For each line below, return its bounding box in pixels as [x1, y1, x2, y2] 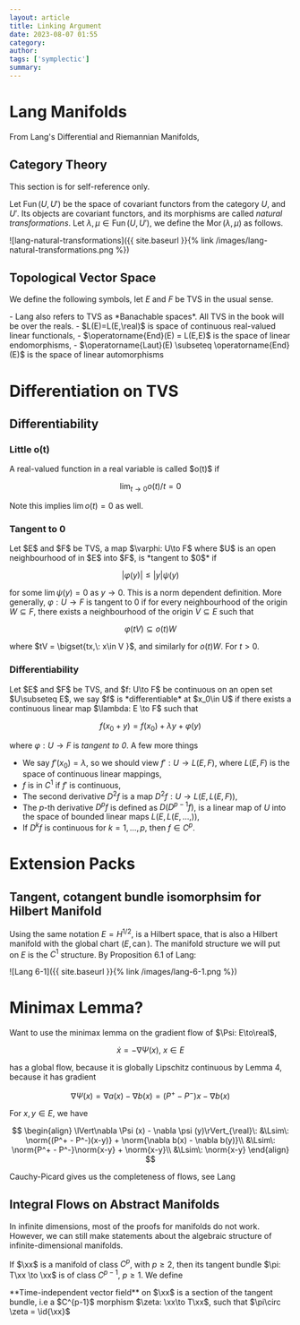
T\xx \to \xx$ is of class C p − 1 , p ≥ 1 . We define [9, 1269, 184, 1280]
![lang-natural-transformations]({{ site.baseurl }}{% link [9, 235, 214, 245]
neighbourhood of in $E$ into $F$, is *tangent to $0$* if [9, 553, 218, 564]
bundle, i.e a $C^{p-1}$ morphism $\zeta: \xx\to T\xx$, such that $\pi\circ [9, 1296, 281, 1307]
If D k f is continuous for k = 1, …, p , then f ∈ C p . [21, 821, 195, 833]
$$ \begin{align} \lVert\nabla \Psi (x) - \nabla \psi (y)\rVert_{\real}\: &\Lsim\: [12, 1125, 289, 1136]
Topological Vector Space [9, 271, 157, 286]
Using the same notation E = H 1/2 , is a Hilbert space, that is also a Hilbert [9, 926, 279, 939]
